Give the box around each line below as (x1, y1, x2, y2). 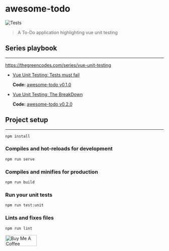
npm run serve (5, 156, 35, 161)
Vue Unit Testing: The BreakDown (12, 91, 83, 97)
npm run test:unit (5, 203, 44, 208)
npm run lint (5, 226, 33, 231)
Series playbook (5, 44, 57, 53)
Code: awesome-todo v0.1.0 (12, 81, 71, 88)
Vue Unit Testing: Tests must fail (12, 71, 80, 78)
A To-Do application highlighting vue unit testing (17, 29, 118, 35)
